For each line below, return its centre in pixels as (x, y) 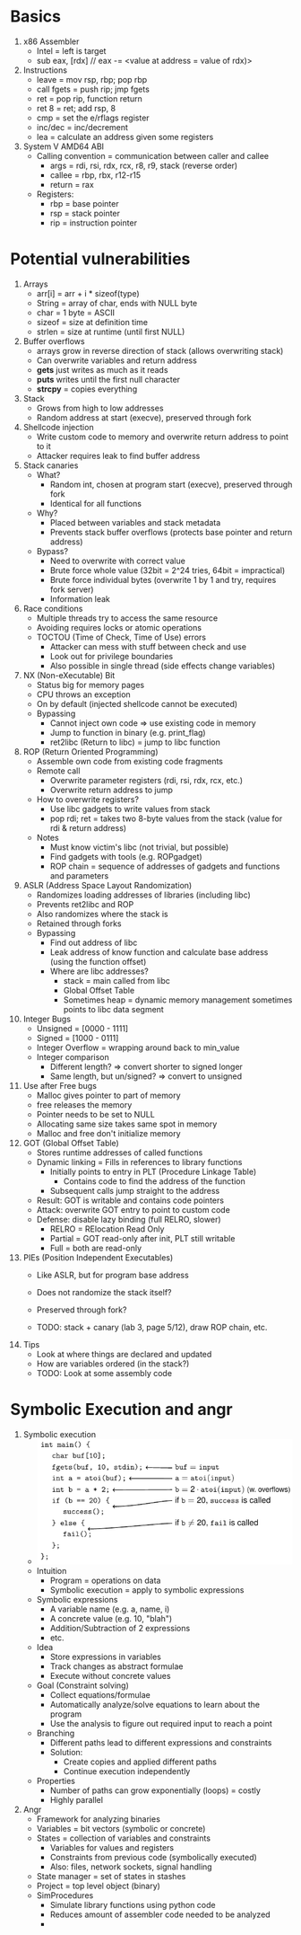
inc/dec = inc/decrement (82, 127)
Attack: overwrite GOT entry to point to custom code (133, 1209)
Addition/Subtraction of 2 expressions (120, 1629)
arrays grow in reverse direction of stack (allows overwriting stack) (160, 350)
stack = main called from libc (117, 980)
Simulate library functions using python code (133, 1905)
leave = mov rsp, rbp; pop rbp (92, 79)
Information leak (80, 598)
